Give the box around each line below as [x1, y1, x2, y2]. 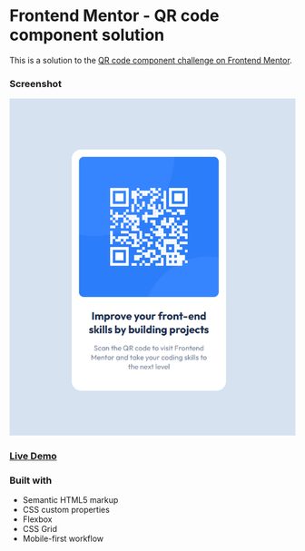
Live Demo [9, 449, 57, 462]
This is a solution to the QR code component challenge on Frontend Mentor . [9, 54, 292, 65]
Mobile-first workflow [22, 533, 104, 545]
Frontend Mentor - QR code [9, 5, 220, 26]
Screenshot [9, 77, 62, 90]
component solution [9, 25, 165, 45]
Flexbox [22, 514, 53, 525]
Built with [9, 474, 53, 487]
